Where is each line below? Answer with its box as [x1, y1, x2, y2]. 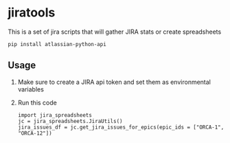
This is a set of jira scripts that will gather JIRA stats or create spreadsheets [8, 27, 222, 36]
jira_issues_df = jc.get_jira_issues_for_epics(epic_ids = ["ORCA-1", [17, 124, 225, 131]
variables [17, 85, 44, 93]
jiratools [8, 5, 56, 21]
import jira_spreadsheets [17, 111, 92, 118]
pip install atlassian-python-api [8, 41, 107, 47]
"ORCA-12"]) [17, 129, 52, 137]
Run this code [17, 98, 57, 107]
